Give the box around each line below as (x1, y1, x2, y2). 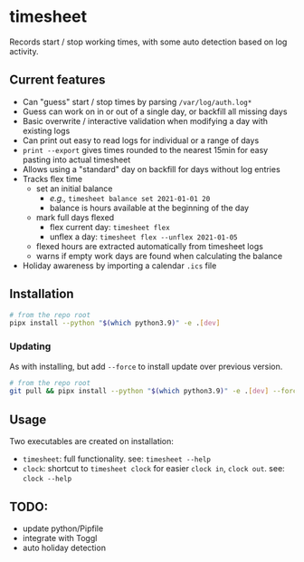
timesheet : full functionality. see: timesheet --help (22, 453, 211, 464)
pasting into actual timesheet (22, 154, 131, 165)
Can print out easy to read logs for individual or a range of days (22, 134, 260, 146)
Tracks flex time (22, 173, 83, 184)
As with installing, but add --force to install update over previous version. (9, 361, 283, 372)
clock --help (22, 474, 72, 484)
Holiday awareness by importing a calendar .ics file (22, 260, 217, 271)
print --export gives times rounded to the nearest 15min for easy (22, 144, 269, 155)
